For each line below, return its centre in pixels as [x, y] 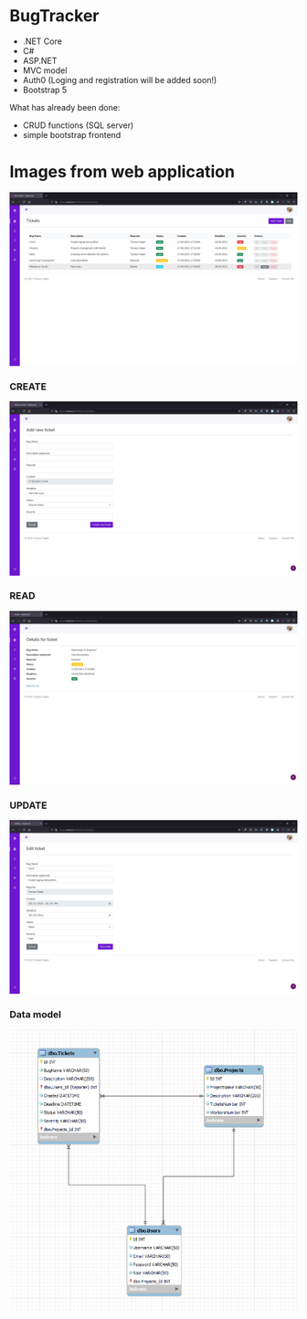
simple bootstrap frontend [72, 134]
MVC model [45, 70]
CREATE [28, 387]
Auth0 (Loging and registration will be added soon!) [120, 80]
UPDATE [28, 805]
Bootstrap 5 [45, 90]
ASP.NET [40, 60]
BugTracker [54, 16]
